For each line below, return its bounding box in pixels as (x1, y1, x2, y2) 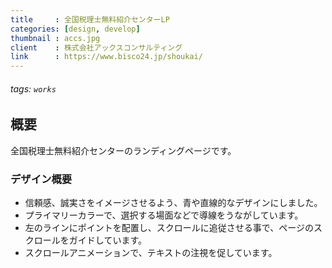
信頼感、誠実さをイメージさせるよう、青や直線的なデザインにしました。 (24, 197, 323, 209)
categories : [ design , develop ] (10, 24, 141, 34)
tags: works (10, 82, 57, 95)
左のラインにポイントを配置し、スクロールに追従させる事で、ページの (24, 222, 314, 234)
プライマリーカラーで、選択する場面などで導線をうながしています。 (24, 209, 304, 221)
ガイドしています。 (68, 234, 147, 246)
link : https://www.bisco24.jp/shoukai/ (10, 52, 203, 62)
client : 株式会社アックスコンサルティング (10, 42, 183, 53)
